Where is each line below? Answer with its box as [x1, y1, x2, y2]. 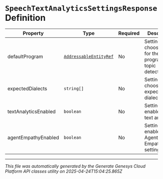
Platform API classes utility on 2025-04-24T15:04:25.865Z [5, 168, 123, 174]
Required [118, 30, 140, 36]
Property [22, 30, 44, 36]
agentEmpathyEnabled [7, 134, 59, 141]
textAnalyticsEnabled [7, 108, 56, 115]
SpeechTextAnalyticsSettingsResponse [5, 4, 158, 13]
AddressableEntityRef [64, 54, 114, 59]
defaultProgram [7, 53, 43, 60]
